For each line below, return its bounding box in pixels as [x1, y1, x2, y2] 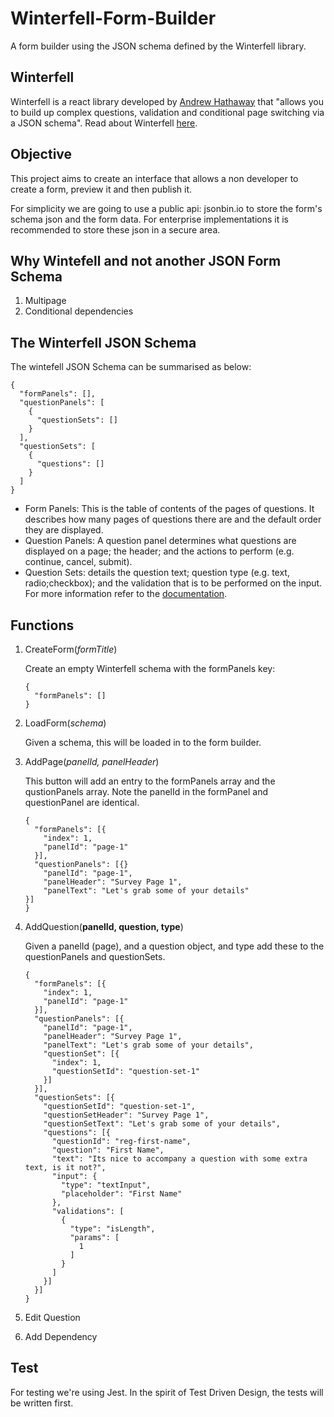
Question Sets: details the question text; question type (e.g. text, [24, 567, 290, 579]
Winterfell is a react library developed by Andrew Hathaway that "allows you [10, 95, 324, 107]
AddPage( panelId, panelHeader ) [24, 756, 160, 767]
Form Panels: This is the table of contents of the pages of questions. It [24, 503, 315, 515]
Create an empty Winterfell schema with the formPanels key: [24, 663, 276, 674]
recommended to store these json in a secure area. [10, 223, 221, 236]
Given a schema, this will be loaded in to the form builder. [24, 737, 262, 748]
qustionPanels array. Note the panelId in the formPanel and [24, 786, 268, 797]
